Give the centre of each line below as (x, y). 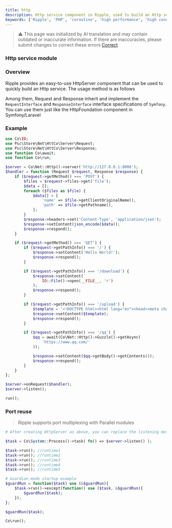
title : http (18, 10)
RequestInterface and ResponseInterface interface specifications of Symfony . (86, 104)
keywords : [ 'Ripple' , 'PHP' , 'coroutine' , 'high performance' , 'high (81, 19)
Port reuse (19, 411)
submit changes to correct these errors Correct (68, 45)
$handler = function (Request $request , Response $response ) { (74, 172)
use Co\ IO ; (17, 139)
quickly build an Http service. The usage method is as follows (70, 89)
